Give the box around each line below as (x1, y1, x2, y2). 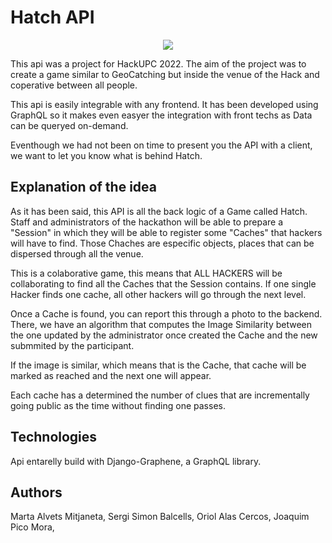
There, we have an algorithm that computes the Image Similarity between (10, 318, 313, 330)
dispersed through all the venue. (10, 247, 144, 260)
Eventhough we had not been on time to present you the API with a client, (10, 139, 313, 151)
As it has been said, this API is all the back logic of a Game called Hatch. (10, 205, 308, 217)
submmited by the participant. (10, 339, 135, 351)
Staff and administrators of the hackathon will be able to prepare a (10, 216, 284, 228)
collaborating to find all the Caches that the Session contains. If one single (10, 277, 317, 290)
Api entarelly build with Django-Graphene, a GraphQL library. (10, 455, 262, 467)
